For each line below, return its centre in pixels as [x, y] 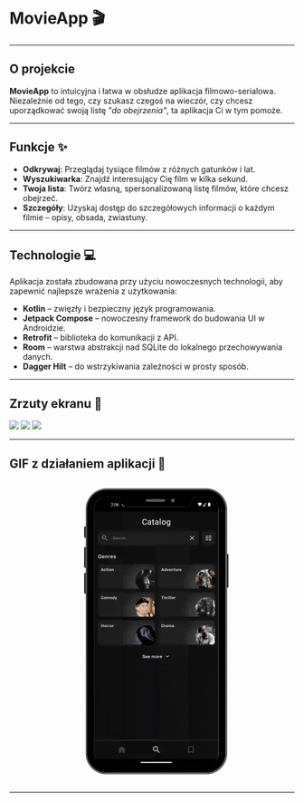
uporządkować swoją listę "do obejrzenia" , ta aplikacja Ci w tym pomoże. [146, 110]
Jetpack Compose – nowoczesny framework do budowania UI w [143, 318]
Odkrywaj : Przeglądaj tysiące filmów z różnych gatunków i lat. [139, 169]
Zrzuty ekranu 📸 [56, 404]
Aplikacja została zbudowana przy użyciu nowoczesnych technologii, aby [146, 282]
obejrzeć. [40, 198]
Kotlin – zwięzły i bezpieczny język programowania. [119, 309]
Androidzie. [44, 328]
